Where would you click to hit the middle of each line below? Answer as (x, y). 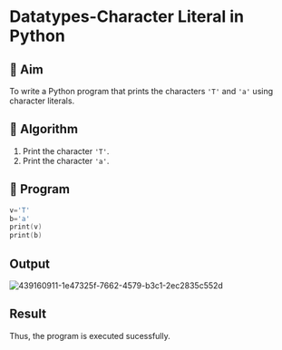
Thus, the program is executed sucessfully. (90, 335)
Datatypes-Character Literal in (127, 17)
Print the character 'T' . (66, 151)
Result (28, 314)
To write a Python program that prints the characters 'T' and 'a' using (141, 91)
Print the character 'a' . (66, 160)
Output (29, 263)
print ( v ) (26, 227)
